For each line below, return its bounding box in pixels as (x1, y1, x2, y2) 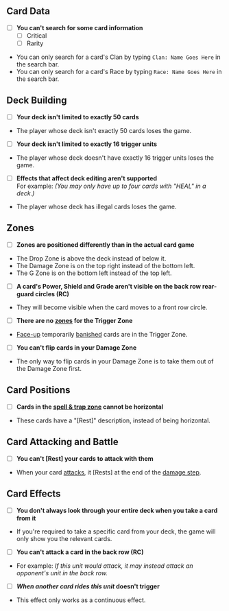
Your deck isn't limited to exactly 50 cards (16, 112, 139, 121)
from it (16, 514, 36, 522)
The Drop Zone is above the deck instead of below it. (16, 254, 167, 263)
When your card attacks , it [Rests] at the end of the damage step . (16, 468, 202, 476)
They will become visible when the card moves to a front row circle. (16, 303, 208, 311)
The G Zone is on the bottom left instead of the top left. (16, 269, 172, 277)
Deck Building (6, 95, 67, 106)
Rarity (26, 39, 44, 47)
